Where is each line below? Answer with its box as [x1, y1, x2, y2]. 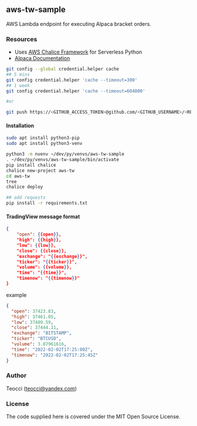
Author [6, 371, 27, 379]
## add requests [6, 194, 46, 201]
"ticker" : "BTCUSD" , [11, 336, 62, 342]
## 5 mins [6, 71, 30, 77]
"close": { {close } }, [16, 247, 67, 254]
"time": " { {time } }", [16, 270, 67, 276]
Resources [6, 35, 38, 43]
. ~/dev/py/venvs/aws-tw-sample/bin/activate [6, 157, 119, 163]
